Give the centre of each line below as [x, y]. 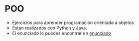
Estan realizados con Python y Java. [49, 27]
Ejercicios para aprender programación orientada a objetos [73, 22]
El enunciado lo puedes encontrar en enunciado [61, 33]
